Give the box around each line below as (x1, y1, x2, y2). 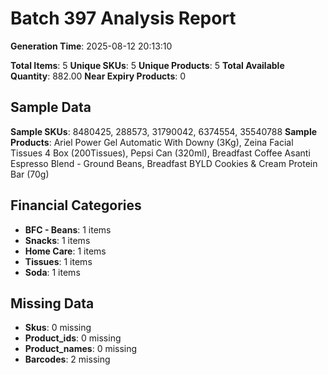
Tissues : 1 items (24, 255, 93, 267)
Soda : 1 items (24, 266, 81, 278)
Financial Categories (10, 197, 142, 214)
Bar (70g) (10, 168, 50, 180)
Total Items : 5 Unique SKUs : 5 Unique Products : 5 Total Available (10, 59, 285, 71)
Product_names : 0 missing (24, 343, 138, 355)
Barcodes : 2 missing (24, 353, 111, 366)
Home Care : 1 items (24, 245, 107, 257)
